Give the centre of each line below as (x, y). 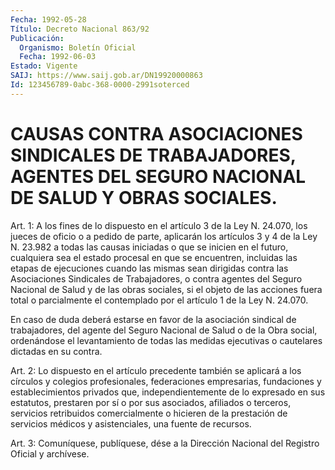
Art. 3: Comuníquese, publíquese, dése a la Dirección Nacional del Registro (165, 443)
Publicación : (37, 38)
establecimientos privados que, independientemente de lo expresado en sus (168, 392)
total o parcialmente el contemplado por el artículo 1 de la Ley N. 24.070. (159, 300)
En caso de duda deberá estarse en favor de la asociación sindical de (153, 319)
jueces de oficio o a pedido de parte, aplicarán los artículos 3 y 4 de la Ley (164, 236)
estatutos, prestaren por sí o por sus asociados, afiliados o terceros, (151, 402)
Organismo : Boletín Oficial (78, 47)
